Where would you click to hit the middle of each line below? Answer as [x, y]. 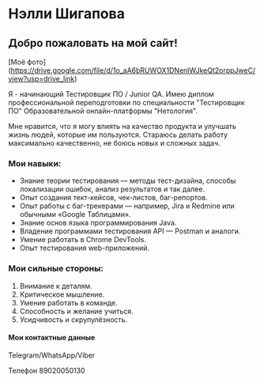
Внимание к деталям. [56, 286]
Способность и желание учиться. [76, 311]
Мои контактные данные [52, 338]
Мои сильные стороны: [56, 268]
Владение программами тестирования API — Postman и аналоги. [130, 231]
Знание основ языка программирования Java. [98, 223]
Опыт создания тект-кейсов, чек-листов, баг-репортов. [113, 198]
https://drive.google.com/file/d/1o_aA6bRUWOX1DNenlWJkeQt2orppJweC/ [133, 70]
